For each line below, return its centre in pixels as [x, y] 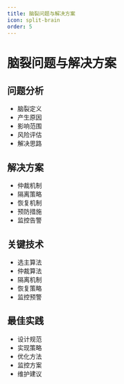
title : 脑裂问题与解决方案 [42, 14]
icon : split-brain [34, 20]
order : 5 [20, 26]
